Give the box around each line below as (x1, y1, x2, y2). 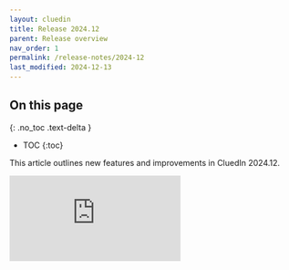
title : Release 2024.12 (9, 24, 100, 34)
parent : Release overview (9, 34, 108, 43)
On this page (9, 98, 84, 113)
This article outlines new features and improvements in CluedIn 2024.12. (9, 157, 281, 168)
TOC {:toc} (22, 140, 64, 151)
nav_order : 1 (9, 44, 59, 53)
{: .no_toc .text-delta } (9, 121, 92, 132)
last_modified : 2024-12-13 (9, 63, 112, 72)
